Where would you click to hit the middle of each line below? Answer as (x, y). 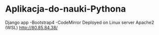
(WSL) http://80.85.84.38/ (31, 27)
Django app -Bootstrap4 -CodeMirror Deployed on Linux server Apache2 (80, 22)
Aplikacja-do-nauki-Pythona (66, 9)
